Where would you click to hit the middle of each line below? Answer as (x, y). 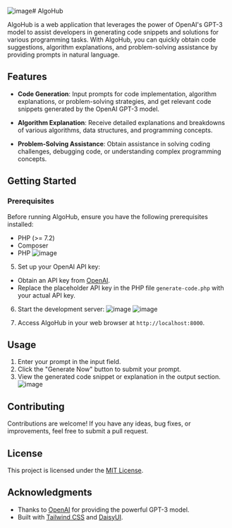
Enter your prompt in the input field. (69, 362)
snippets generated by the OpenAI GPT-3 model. (88, 109)
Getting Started (42, 181)
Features (27, 77)
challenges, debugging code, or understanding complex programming (119, 151)
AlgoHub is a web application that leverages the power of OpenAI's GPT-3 (115, 24)
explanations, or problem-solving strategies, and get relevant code (114, 101)
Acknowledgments (50, 492)
